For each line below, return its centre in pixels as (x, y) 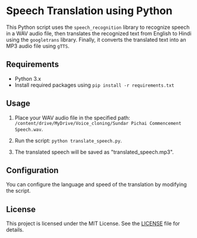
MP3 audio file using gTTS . (38, 46)
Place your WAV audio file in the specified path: (73, 118)
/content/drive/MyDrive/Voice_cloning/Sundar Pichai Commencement (98, 123)
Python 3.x (28, 78)
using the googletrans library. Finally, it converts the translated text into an (96, 39)
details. (15, 230)
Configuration (32, 170)
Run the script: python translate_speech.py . (68, 140)
